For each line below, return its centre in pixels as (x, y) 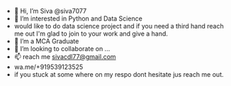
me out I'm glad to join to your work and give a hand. (91, 33)
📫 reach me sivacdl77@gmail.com (65, 57)
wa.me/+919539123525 (49, 67)
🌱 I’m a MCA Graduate (46, 41)
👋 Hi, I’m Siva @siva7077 (50, 11)
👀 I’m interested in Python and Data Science (78, 18)
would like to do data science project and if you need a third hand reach (119, 26)
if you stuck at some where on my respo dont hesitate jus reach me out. (119, 74)
